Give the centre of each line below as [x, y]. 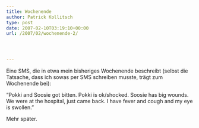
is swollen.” [20, 107]
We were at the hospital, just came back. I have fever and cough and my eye [99, 101]
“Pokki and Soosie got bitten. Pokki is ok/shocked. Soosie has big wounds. [97, 95]
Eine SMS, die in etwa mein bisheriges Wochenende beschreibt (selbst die [97, 71]
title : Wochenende [29, 12]
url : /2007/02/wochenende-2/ [42, 34]
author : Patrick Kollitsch [40, 17]
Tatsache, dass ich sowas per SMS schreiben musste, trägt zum [85, 77]
